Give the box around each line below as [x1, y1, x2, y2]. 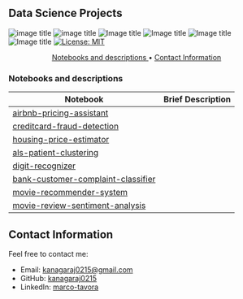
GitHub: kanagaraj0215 [20, 273, 98, 283]
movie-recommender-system [12, 187, 128, 198]
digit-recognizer [12, 160, 76, 171]
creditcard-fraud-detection [12, 121, 119, 132]
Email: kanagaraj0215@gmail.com [20, 264, 133, 275]
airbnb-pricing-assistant [12, 107, 109, 119]
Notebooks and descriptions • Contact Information [51, 52, 222, 62]
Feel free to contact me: [8, 249, 89, 258]
